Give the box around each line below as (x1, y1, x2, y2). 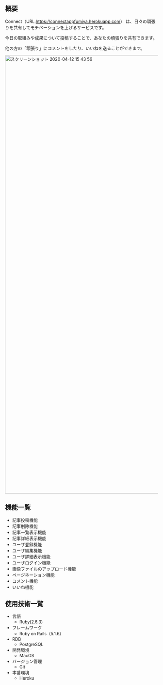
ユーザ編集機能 (12, 547, 42, 554)
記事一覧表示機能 (12, 529, 47, 535)
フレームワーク (12, 625, 42, 630)
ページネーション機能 (12, 572, 55, 578)
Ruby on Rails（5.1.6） (19, 631, 64, 637)
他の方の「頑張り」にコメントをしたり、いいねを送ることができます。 (5, 45, 145, 51)
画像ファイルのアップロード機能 (12, 566, 76, 572)
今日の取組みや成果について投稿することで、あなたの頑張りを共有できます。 (5, 35, 158, 40)
